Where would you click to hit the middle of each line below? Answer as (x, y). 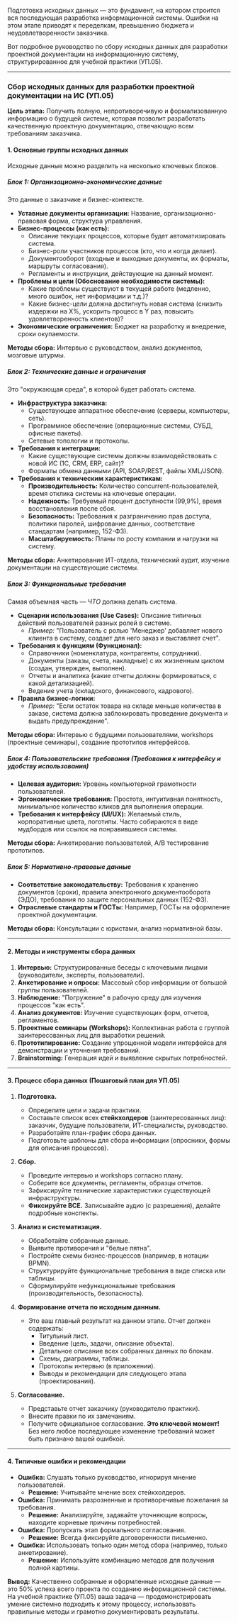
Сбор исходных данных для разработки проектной (101, 87)
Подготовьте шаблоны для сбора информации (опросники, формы (129, 1140)
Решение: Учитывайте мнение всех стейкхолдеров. (107, 1492)
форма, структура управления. (96, 221)
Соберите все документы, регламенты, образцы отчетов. (115, 1182)
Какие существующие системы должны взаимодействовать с (123, 456)
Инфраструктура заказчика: (62, 403)
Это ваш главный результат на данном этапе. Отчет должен (119, 1320)
